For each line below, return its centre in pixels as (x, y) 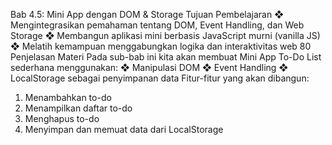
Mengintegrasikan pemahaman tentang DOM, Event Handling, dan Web (157, 25)
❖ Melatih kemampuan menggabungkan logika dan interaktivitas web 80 (161, 46)
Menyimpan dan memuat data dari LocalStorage (124, 129)
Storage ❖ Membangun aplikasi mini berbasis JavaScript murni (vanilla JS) (165, 35)
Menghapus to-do (62, 118)
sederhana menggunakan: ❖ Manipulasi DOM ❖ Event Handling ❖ (149, 67)
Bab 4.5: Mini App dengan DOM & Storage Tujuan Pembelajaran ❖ (147, 14)
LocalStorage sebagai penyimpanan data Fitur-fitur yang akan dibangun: (160, 78)
